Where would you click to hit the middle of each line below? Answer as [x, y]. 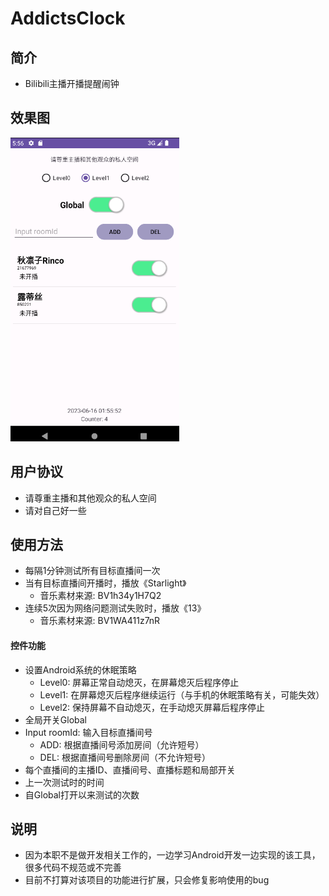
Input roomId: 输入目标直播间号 [88, 732]
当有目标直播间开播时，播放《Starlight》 [105, 583]
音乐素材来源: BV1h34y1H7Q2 [100, 596]
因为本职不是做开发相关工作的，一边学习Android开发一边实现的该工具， [172, 855]
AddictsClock [68, 18]
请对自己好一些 [55, 510]
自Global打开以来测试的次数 [82, 794]
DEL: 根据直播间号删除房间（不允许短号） [125, 757]
